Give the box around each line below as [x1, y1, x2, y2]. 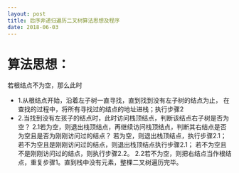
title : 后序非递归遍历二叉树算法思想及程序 [7, 17, 120, 24]
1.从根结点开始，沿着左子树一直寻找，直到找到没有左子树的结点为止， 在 [17, 96, 230, 105]
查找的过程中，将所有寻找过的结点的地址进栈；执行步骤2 [17, 105, 184, 113]
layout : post [7, 10, 46, 18]
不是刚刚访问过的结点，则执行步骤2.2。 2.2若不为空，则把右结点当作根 [17, 150, 225, 158]
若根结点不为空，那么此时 [7, 81, 83, 89]
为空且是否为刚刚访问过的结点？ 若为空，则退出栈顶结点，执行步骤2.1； [17, 132, 227, 140]
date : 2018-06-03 [7, 23, 59, 30]
